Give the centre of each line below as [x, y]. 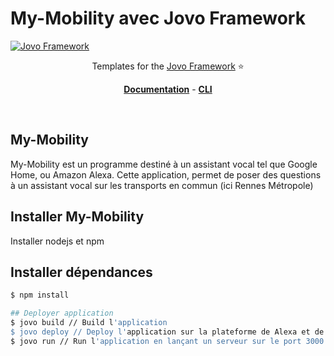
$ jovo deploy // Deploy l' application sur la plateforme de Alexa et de [167, 332]
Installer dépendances [81, 272]
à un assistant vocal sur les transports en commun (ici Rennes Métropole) [162, 185]
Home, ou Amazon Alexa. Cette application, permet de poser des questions [166, 174]
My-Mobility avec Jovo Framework [158, 18]
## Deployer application [62, 313]
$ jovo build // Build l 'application [89, 323]
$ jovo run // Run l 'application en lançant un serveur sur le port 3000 [167, 341]
